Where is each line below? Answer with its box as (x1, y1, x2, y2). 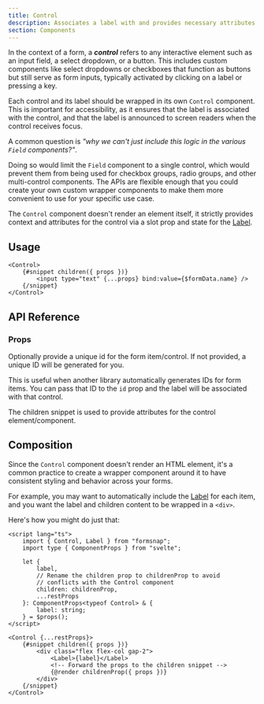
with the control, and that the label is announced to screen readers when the (8, 113, 256, 123)
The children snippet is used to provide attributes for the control (8, 407, 216, 417)
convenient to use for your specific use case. (8, 194, 155, 203)
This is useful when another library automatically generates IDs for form (8, 375, 242, 384)
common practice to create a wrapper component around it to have (8, 468, 227, 477)
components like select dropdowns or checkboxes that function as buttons (8, 65, 251, 74)
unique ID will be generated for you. (8, 360, 125, 369)
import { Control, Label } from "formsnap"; (22, 537, 171, 545)
